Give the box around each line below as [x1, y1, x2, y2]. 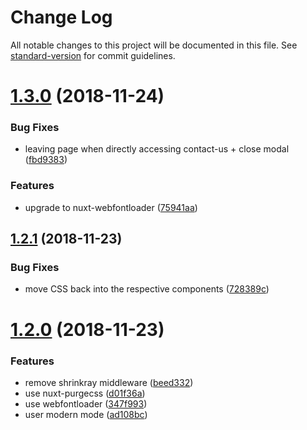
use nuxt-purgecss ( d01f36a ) [24, 387, 146, 399]
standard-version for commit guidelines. [10, 49, 176, 61]
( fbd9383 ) [24, 154, 68, 166]
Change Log [10, 6, 113, 29]
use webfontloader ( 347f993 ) [24, 397, 148, 410]
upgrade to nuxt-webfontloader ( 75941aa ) [24, 201, 198, 213]
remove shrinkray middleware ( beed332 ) [24, 376, 194, 388]
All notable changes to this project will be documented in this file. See [10, 39, 298, 51]
